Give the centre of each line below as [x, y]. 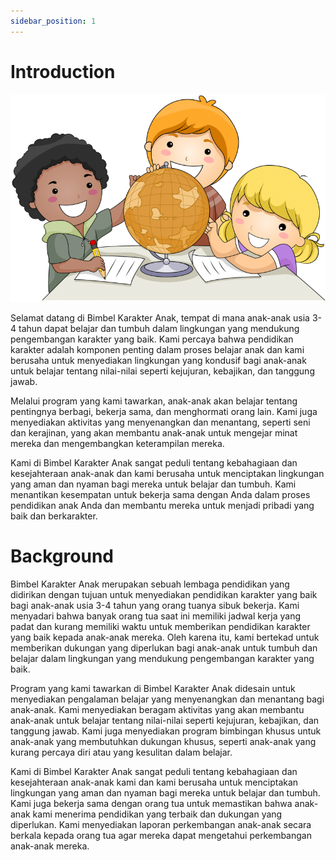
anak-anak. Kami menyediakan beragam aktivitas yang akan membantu [157, 710]
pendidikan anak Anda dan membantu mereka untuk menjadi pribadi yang [162, 506]
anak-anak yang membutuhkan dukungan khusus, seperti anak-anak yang [163, 742]
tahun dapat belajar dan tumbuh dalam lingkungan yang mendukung [159, 329]
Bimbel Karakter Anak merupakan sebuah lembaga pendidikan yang [150, 584]
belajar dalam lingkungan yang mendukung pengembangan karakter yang [162, 659]
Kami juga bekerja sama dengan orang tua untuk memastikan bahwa [151, 804]
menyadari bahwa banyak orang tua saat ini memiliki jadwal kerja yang [156, 616]
